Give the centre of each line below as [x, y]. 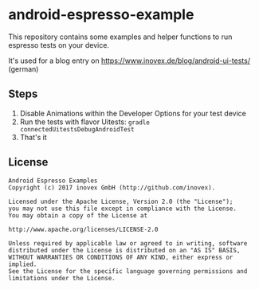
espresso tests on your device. [59, 45]
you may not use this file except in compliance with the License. [123, 209]
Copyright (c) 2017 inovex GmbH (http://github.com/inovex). [112, 187]
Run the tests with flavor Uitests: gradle [84, 122]
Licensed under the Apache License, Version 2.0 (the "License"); [121, 201]
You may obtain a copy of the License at [78, 215]
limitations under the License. [62, 278]
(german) [24, 68]
